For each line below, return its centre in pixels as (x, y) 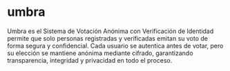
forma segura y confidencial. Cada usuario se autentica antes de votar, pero (115, 45)
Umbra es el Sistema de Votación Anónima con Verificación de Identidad (111, 31)
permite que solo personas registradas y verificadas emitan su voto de (108, 38)
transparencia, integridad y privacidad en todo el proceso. (90, 60)
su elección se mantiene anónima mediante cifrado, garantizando (100, 53)
